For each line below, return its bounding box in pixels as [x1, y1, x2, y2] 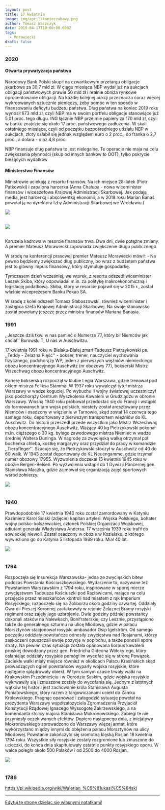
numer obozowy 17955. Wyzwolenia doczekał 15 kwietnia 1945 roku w [5, 456, 147, 462]
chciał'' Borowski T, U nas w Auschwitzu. [5, 337, 88, 343]
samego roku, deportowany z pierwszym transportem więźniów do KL [5, 414, 147, 420]
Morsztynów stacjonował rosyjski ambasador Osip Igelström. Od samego [5, 626, 153, 632]
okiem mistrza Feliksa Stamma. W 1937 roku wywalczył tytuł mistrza [5, 383, 143, 389]
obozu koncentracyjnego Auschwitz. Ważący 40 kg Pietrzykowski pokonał [5, 425, 156, 431]
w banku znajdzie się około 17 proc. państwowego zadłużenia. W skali [5, 120, 147, 126]
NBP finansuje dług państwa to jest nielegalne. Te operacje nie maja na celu [5, 146, 159, 152]
